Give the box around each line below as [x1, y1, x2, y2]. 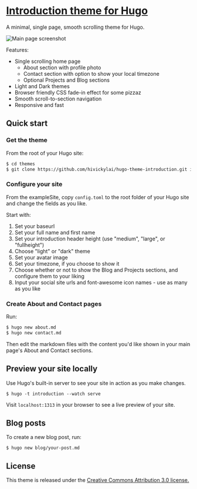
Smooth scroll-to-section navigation [14, 95, 102, 102]
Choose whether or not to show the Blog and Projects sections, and [14, 266, 178, 273]
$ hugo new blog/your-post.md [6, 445, 80, 451]
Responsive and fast [14, 101, 64, 108]
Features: [6, 46, 29, 53]
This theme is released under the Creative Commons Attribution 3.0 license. [6, 477, 189, 484]
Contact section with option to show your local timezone [23, 70, 159, 77]
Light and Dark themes [14, 82, 70, 89]
